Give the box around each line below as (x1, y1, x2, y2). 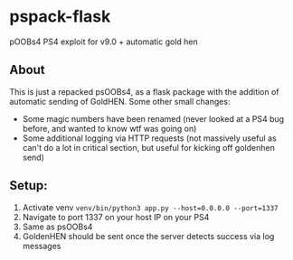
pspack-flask (9, 6, 111, 27)
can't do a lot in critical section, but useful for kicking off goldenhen (22, 142, 276, 153)
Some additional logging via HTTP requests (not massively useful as (22, 133, 278, 144)
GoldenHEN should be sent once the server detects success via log (22, 230, 275, 241)
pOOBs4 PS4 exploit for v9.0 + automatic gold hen (9, 36, 198, 47)
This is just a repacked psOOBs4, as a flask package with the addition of (9, 86, 279, 97)
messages (22, 240, 61, 251)
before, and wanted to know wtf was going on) (22, 123, 197, 134)
